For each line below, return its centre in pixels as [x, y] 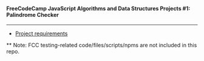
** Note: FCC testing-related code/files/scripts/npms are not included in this [102, 45]
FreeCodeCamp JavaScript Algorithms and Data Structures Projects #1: [98, 8]
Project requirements [41, 33]
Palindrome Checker [33, 14]
